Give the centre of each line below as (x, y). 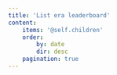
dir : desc (52, 52)
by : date (51, 45)
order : (33, 37)
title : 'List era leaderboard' (59, 15)
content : (22, 23)
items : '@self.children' (63, 30)
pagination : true (51, 59)
